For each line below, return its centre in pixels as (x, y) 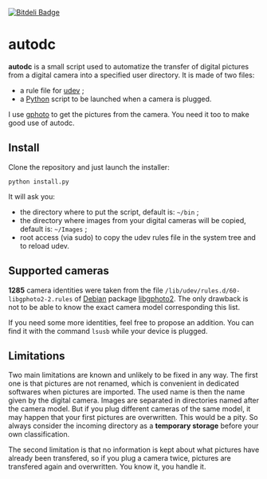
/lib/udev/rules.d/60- (202, 291)
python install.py (39, 182)
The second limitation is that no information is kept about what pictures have (134, 450)
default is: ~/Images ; (53, 229)
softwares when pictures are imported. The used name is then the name (127, 392)
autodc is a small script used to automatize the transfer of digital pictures (129, 66)
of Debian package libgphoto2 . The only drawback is (161, 298)
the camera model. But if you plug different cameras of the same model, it (130, 409)
